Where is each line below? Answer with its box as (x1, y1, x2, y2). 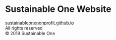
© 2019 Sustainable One (5, 30, 56, 36)
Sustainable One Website (5, 3, 112, 15)
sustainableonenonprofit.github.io (5, 20, 74, 26)
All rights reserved (5, 25, 43, 31)
